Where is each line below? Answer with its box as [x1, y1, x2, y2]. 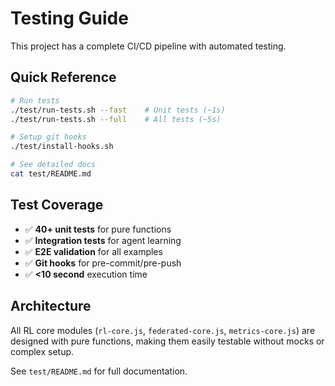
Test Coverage [10, 197, 104, 214]
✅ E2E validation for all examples [24, 245, 163, 257]
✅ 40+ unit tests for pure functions [24, 223, 172, 235]
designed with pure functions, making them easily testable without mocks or [10, 335, 325, 347]
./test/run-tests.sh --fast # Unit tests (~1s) [10, 105, 226, 115]
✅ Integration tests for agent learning [24, 234, 182, 246]
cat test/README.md [10, 169, 92, 179]
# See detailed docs [10, 160, 97, 170]
